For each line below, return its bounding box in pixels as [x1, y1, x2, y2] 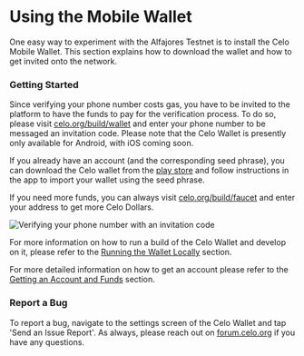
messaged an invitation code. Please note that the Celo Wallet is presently [9, 128, 287, 139]
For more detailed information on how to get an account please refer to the [9, 264, 289, 275]
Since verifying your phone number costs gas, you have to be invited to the [9, 99, 290, 110]
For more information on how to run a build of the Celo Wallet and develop [9, 237, 287, 248]
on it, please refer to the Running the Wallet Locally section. [9, 247, 232, 258]
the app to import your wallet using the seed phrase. [9, 174, 206, 185]
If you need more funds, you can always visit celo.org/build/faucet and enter [9, 193, 296, 203]
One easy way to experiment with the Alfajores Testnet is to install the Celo [9, 36, 290, 47]
